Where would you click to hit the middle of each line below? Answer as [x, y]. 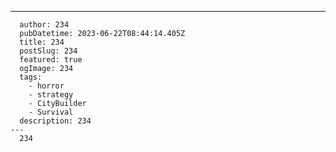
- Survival [51, 112]
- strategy [51, 95]
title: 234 [42, 42]
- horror [46, 86]
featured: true [51, 60]
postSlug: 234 [48, 51]
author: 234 [44, 25]
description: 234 [55, 121]
